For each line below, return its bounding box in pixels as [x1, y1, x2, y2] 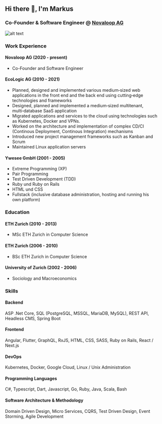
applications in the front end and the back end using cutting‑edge [12, 93, 144, 98]
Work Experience [5, 42, 47, 49]
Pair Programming [12, 171, 49, 177]
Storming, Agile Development [5, 413, 64, 419]
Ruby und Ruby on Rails [12, 181, 60, 187]
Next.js [5, 342, 19, 348]
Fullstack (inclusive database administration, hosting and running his [12, 192, 149, 197]
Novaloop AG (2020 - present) [5, 54, 67, 61]
